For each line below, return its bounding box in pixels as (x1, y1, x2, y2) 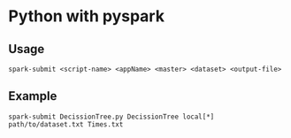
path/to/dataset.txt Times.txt (8, 119, 124, 129)
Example (8, 88, 57, 103)
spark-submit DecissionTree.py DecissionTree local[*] (8, 112, 215, 121)
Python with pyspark (8, 6, 165, 27)
